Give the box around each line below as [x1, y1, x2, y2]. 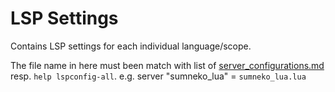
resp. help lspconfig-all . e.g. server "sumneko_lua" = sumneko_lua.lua [10, 70, 307, 82]
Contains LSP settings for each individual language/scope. [10, 40, 252, 52]
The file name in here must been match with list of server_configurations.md [10, 59, 325, 71]
